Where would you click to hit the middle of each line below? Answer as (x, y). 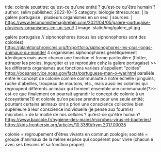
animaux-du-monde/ (26, 52)
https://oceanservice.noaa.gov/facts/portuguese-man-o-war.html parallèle (80, 73)
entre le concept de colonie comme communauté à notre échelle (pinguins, (80, 78)
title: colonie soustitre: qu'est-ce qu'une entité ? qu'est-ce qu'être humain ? (80, 7)
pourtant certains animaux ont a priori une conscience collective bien (74, 104)
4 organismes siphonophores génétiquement (92, 52)
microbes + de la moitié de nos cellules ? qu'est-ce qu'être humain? (73, 114)
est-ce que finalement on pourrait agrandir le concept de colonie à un (75, 94)
